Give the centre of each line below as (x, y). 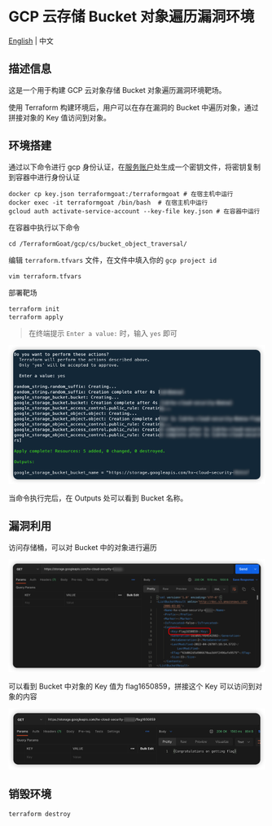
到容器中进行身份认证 (44, 177)
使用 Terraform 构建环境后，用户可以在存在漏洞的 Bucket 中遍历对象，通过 (134, 107)
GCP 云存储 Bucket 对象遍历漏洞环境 (132, 17)
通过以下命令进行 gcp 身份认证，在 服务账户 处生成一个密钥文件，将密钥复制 (135, 167)
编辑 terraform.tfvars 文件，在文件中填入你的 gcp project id (113, 260)
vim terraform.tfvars (45, 276)
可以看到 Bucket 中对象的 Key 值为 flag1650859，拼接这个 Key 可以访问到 (132, 686)
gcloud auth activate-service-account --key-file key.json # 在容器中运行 (134, 211)
